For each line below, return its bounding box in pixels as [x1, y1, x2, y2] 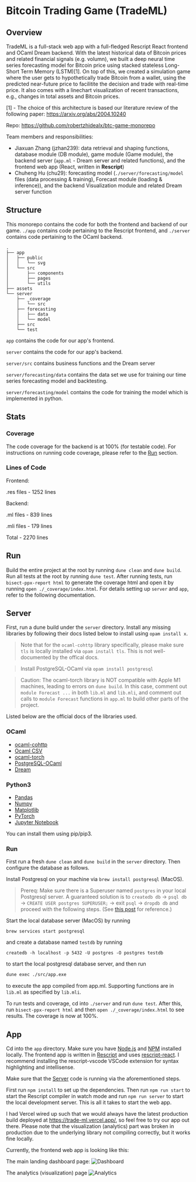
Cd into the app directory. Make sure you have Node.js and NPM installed [6, 1045, 182, 1052]
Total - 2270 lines [6, 534, 49, 541]
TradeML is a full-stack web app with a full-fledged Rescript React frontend [6, 43, 188, 50]
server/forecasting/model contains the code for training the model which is [6, 388, 188, 395]
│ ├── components [6, 270, 64, 276]
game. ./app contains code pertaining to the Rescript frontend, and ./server [6, 227, 190, 234]
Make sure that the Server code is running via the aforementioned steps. [6, 1075, 181, 1082]
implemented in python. [6, 395, 63, 402]
